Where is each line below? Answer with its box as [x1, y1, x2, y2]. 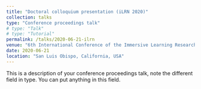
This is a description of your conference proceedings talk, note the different [6, 69, 193, 76]
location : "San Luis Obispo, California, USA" [6, 53, 124, 59]
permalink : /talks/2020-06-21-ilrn [6, 36, 95, 42]
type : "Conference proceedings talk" [6, 20, 100, 26]
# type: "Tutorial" [6, 31, 55, 37]
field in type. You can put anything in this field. [6, 76, 121, 83]
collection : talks [6, 14, 52, 20]
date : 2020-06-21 [6, 48, 50, 54]
